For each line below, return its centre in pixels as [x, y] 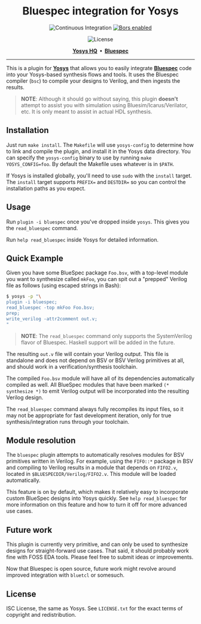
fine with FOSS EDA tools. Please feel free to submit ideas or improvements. [100, 557]
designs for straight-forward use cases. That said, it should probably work [98, 551]
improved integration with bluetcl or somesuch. [65, 575]
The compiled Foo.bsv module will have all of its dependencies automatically [100, 378]
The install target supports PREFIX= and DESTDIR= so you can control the [96, 182]
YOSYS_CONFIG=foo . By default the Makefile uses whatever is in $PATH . [90, 164]
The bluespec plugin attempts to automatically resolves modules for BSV [95, 455]
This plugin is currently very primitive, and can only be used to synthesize [97, 544]
